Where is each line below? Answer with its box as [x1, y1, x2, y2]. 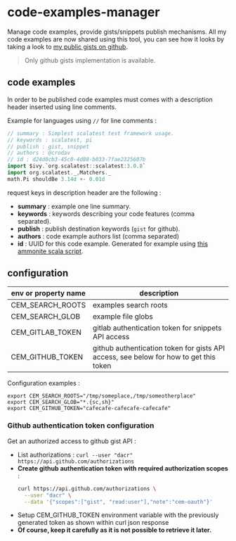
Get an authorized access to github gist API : [7, 437, 136, 445]
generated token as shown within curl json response [17, 518, 169, 527]
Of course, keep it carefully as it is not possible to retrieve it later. [17, 526, 212, 535]
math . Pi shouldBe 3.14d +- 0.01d [7, 175, 105, 183]
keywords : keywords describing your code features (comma [17, 209, 195, 218]
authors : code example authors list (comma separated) [17, 231, 180, 240]
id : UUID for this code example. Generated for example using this [17, 239, 209, 248]
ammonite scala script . [17, 247, 84, 255]
